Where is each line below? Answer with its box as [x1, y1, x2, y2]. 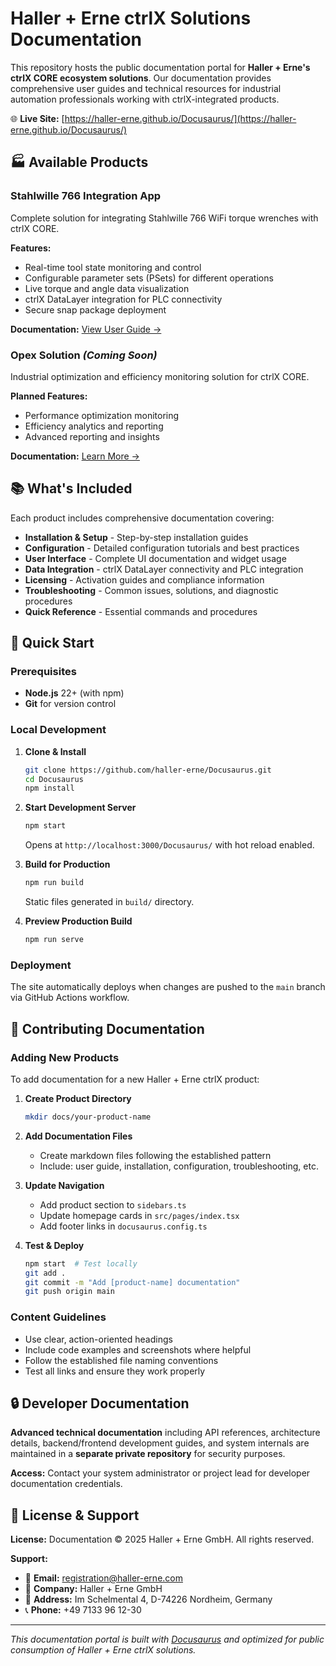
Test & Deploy [24, 1239, 85, 1251]
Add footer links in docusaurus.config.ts [39, 1220, 208, 1232]
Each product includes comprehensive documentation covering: [10, 512, 275, 524]
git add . [24, 1268, 67, 1278]
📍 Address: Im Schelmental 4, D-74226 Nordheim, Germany [24, 1593, 273, 1606]
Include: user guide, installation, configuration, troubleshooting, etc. [39, 1160, 319, 1172]
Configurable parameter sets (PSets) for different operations [24, 272, 274, 284]
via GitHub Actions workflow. [10, 992, 130, 1004]
